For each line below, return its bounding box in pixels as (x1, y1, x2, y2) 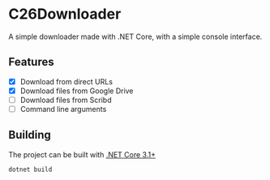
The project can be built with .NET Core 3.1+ (8, 149, 156, 159)
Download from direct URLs (19, 76, 114, 86)
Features (8, 55, 54, 69)
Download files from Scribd (19, 95, 112, 105)
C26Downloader (8, 5, 122, 24)
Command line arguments (19, 104, 107, 114)
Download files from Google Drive (19, 86, 134, 96)
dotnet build (8, 165, 53, 174)
